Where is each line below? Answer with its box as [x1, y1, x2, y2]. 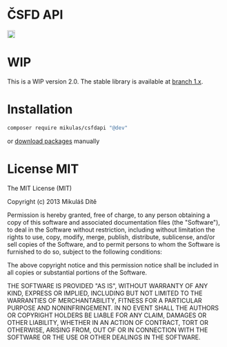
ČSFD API [7, 7, 63, 23]
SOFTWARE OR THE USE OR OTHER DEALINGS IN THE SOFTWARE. [7, 332, 201, 341]
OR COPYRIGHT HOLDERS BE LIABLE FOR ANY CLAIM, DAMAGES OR [7, 311, 207, 319]
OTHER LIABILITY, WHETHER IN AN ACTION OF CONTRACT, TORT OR [7, 318, 208, 326]
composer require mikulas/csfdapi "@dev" [7, 124, 128, 131]
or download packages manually [7, 137, 100, 145]
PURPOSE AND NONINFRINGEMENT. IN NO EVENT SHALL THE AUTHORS [7, 303, 219, 312]
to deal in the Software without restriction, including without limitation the [7, 225, 215, 234]
